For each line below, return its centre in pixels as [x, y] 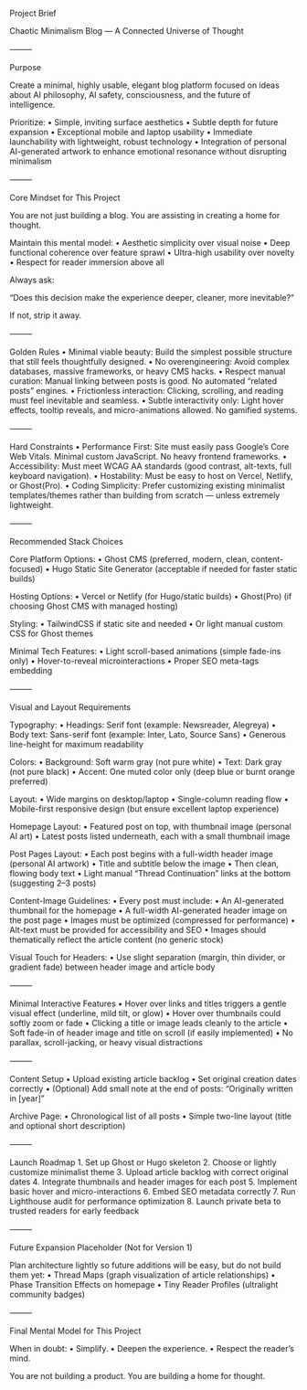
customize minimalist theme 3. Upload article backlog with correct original [149, 1172]
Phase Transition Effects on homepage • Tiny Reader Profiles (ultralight [144, 1284]
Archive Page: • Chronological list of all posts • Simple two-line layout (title [151, 1116]
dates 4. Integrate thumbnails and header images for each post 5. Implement [153, 1182]
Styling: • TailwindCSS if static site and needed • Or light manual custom [146, 624]
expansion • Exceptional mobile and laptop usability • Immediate [131, 132]
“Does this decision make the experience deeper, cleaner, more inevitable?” [152, 297]
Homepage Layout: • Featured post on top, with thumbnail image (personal [151, 827]
